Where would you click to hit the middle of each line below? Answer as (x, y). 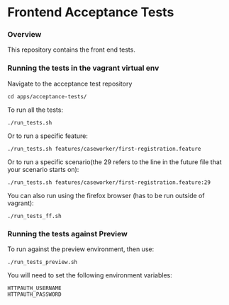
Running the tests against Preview (67, 234)
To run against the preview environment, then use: (81, 249)
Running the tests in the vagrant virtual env (83, 68)
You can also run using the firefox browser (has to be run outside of (106, 195)
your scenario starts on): (43, 169)
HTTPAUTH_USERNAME (34, 288)
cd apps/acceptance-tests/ (47, 96)
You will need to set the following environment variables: (90, 275)
